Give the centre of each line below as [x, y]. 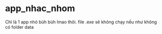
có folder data [19, 27]
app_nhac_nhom [40, 8]
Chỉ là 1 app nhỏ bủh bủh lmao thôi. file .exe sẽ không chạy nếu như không [81, 22]
